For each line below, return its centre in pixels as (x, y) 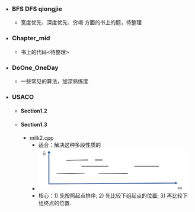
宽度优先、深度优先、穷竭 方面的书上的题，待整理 (81, 23)
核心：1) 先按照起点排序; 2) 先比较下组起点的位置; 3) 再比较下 (113, 195)
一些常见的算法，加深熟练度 (55, 81)
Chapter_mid (31, 38)
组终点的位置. (55, 203)
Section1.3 (34, 124)
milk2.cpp (41, 137)
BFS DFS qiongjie (37, 9)
